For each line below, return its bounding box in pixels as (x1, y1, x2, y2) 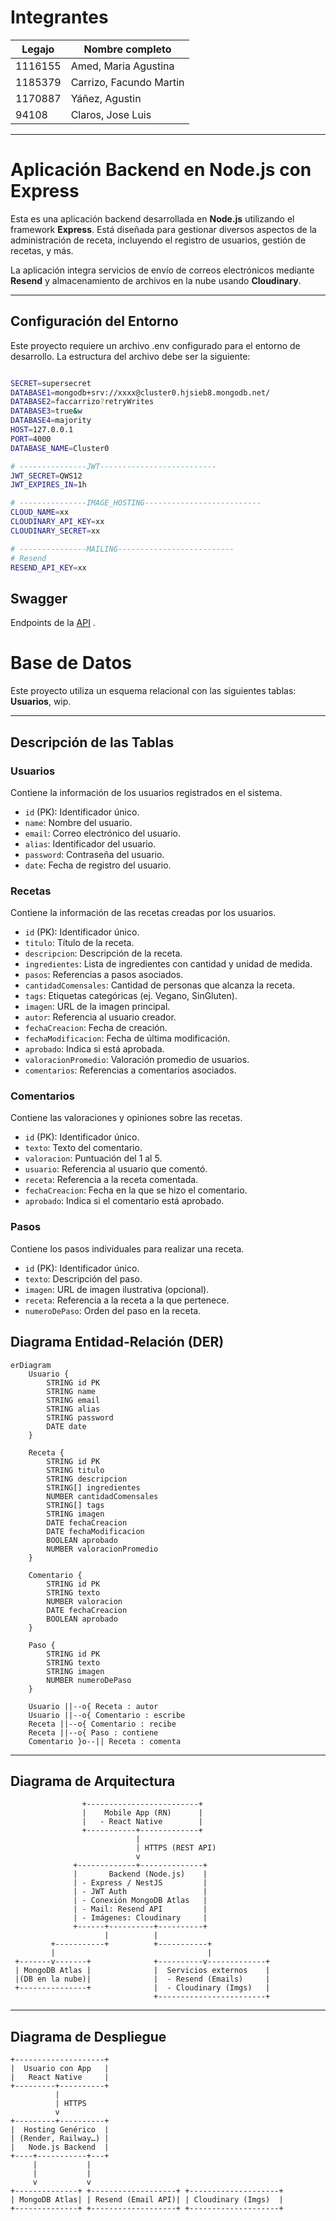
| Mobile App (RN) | (81, 1808, 203, 1818)
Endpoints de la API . (10, 617, 96, 629)
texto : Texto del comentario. (24, 1142, 143, 1154)
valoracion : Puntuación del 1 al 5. (24, 1152, 163, 1165)
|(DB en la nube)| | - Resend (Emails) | (14, 1974, 271, 1985)
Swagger (10, 590, 68, 607)
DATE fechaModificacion (46, 1526, 145, 1536)
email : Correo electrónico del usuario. (24, 827, 182, 839)
